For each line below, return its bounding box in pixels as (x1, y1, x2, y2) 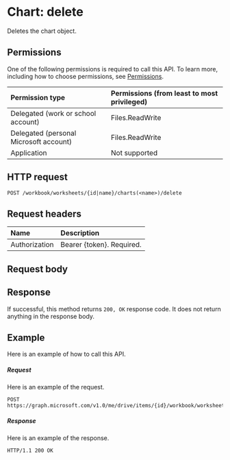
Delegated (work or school (10, 108, 97, 118)
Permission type (10, 93, 66, 102)
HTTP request (7, 171, 68, 183)
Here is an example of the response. (7, 434, 110, 442)
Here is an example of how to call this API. (7, 350, 126, 359)
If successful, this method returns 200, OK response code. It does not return (7, 304, 221, 313)
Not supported (110, 148, 158, 158)
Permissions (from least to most (110, 88, 218, 98)
